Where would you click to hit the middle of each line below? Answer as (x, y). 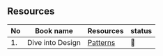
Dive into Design (54, 42)
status (141, 30)
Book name (54, 30)
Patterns (101, 42)
